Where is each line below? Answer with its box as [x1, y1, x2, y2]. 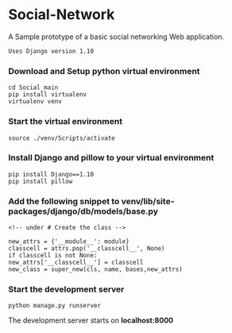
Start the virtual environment [8, 116, 123, 127]
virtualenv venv [8, 98, 62, 106]
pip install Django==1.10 [8, 170, 94, 178]
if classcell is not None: [8, 252, 98, 260]
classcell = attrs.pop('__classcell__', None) [8, 245, 165, 253]
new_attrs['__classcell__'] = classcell [8, 258, 145, 267]
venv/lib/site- [121, 196, 175, 207]
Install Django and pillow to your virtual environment [8, 153, 215, 164]
